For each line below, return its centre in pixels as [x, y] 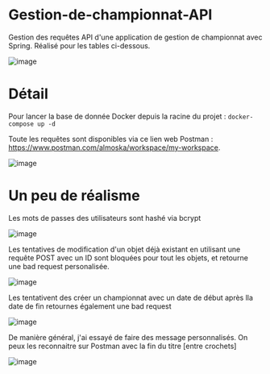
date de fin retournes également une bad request [90, 306]
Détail [28, 94]
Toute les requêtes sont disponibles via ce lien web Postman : [111, 139]
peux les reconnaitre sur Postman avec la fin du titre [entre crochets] [123, 346]
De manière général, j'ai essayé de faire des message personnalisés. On [128, 337]
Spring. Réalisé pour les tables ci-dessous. [79, 45]
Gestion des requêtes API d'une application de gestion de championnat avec [135, 37]
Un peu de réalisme [74, 196]
